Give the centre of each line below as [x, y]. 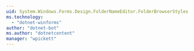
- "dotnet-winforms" [37, 22]
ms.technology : [25, 17]
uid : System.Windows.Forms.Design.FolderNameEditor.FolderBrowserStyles [97, 11]
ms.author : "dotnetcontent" [41, 33]
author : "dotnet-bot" [33, 28]
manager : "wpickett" [32, 39]
